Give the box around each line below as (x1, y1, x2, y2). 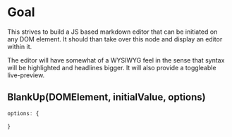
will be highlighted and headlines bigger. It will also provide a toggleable (7, 63, 216, 72)
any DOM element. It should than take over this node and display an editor (7, 34, 223, 43)
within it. (7, 42, 32, 51)
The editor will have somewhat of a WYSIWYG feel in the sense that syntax (7, 56, 225, 64)
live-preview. (7, 71, 45, 79)
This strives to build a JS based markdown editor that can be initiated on (7, 27, 218, 36)
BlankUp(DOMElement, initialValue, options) (7, 91, 206, 103)
